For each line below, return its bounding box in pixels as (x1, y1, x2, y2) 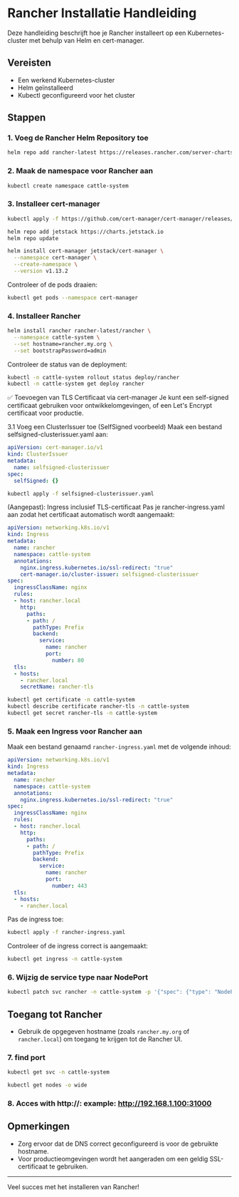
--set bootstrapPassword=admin (14, 347, 107, 354)
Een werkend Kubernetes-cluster (17, 76, 115, 84)
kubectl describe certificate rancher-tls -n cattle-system (7, 703, 190, 710)
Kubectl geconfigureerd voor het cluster (17, 91, 135, 99)
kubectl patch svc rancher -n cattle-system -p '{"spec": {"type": (7, 989, 212, 996)
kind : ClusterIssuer (7, 451, 69, 458)
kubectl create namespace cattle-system (7, 182, 129, 190)
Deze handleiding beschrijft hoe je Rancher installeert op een (7, 29, 186, 37)
